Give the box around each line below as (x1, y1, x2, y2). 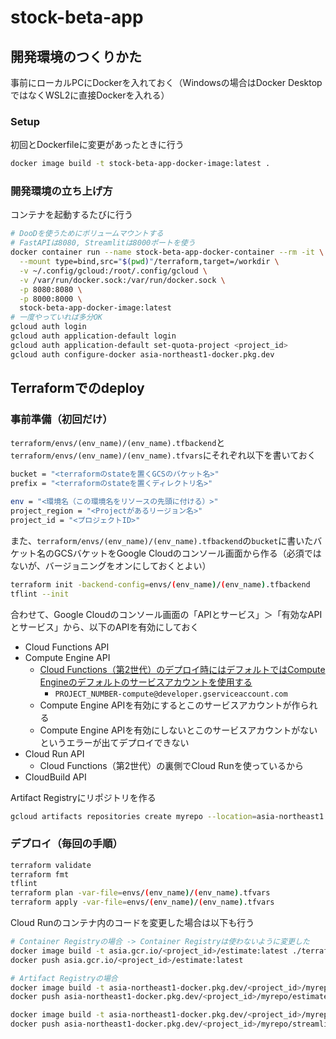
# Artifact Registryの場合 (10, 973, 118, 983)
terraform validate (10, 860, 92, 870)
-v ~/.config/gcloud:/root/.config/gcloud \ (19, 266, 208, 276)
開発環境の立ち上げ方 (10, 184, 113, 198)
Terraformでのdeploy (10, 380, 145, 397)
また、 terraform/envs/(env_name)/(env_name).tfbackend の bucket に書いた (10, 534, 314, 546)
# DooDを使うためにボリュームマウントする (10, 229, 164, 239)
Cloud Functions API (24, 641, 110, 653)
